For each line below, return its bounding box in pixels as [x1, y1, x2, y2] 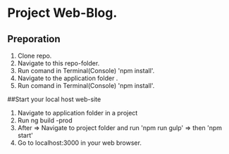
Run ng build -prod [17, 116, 73, 124]
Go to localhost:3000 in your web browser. [17, 139, 142, 147]
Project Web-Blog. [7, 5, 118, 21]
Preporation [7, 33, 61, 45]
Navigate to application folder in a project [17, 109, 138, 117]
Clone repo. [17, 51, 52, 60]
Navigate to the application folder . [17, 74, 118, 82]
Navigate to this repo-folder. [17, 59, 100, 68]
